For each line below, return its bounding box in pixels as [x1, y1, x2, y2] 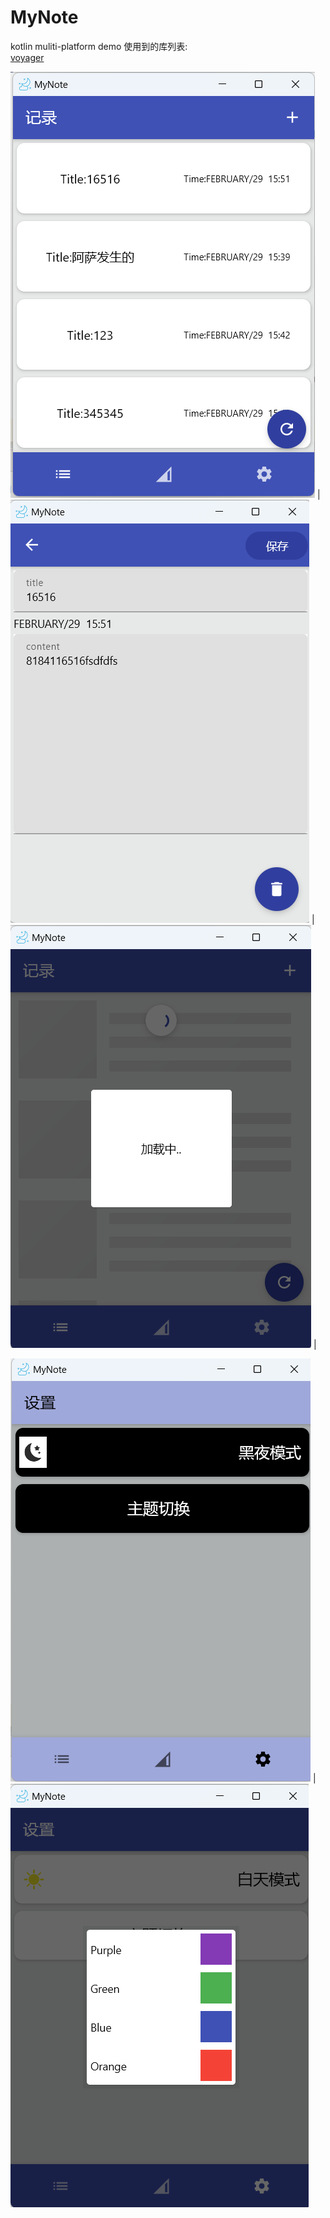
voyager [10, 51, 45, 63]
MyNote [10, 6, 79, 29]
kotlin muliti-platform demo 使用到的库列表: [10, 40, 188, 52]
